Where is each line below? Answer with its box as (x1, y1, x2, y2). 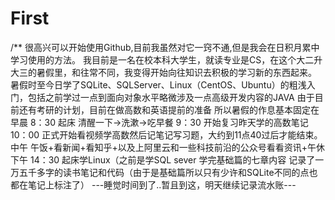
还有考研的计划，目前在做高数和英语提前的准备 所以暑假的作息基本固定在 (18, 103, 320, 116)
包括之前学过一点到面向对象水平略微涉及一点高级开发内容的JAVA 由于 (27, 91, 315, 103)
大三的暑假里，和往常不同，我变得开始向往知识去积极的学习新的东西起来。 (10, 66, 317, 78)
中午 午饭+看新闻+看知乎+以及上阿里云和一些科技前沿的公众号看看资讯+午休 (10, 141, 325, 153)
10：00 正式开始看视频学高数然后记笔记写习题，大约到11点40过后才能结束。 (10, 128, 323, 141)
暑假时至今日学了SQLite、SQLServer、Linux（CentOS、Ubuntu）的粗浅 (10, 78, 307, 91)
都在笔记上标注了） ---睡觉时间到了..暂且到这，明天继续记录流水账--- (10, 178, 297, 191)
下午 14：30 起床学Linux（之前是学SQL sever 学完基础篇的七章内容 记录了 (10, 153, 316, 166)
